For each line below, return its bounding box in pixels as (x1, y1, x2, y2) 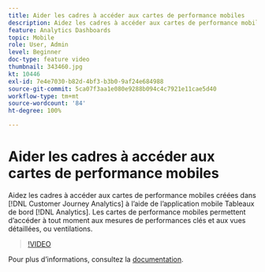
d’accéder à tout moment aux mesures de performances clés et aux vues (8, 215, 246, 225)
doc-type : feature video (8, 56, 90, 64)
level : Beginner (8, 48, 62, 56)
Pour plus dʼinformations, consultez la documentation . (8, 254, 184, 264)
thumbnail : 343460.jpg (8, 63, 83, 71)
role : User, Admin (8, 41, 69, 49)
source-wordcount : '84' (8, 99, 87, 107)
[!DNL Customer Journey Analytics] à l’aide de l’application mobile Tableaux (8, 199, 255, 208)
